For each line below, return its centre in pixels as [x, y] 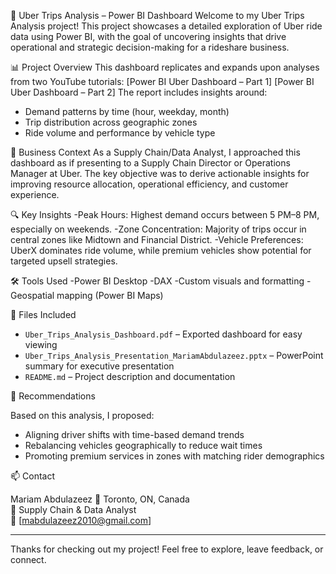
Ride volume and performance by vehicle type [120, 133]
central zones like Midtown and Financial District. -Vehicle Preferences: [157, 239]
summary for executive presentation [99, 366]
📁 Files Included [43, 314]
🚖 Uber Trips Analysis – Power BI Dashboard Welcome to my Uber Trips [157, 15]
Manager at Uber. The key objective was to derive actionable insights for [160, 173]
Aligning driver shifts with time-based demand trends [134, 434]
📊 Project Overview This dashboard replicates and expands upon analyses [165, 67]
